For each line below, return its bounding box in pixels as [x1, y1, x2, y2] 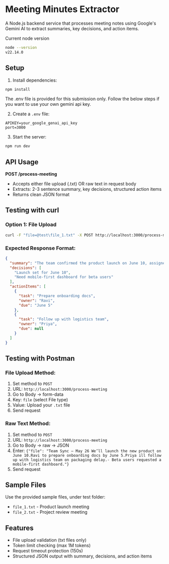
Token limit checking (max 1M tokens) [12, 542, 91, 548]
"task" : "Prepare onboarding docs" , [18, 293, 96, 298]
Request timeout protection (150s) [12, 548, 83, 554]
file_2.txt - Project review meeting [12, 509, 88, 515]
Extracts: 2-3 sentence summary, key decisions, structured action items [12, 186, 162, 192]
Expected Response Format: [5, 244, 76, 251]
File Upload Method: [5, 369, 56, 376]
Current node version [5, 35, 49, 41]
